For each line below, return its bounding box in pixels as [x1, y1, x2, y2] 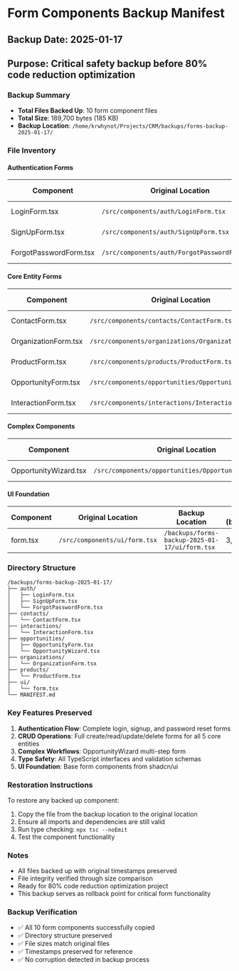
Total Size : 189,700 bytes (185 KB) [17, 114, 119, 123]
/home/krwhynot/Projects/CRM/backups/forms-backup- [72, 123, 229, 130]
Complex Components [7, 422, 75, 431]
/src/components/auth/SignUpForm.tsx [102, 228, 230, 236]
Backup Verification [7, 908, 78, 917]
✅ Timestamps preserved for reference [17, 947, 133, 956]
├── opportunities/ [7, 635, 65, 643]
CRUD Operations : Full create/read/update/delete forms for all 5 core [17, 731, 221, 740]
